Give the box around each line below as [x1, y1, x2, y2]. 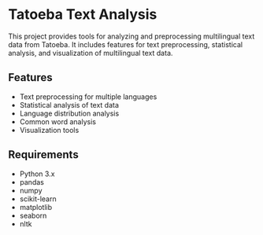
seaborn [19, 211, 47, 220]
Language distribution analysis [19, 108, 120, 118]
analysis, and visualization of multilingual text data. [8, 48, 173, 57]
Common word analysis [19, 116, 97, 127]
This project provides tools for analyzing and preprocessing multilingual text [8, 31, 255, 41]
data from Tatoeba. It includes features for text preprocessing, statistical [8, 39, 243, 49]
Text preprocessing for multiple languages [19, 92, 157, 101]
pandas [19, 177, 45, 186]
